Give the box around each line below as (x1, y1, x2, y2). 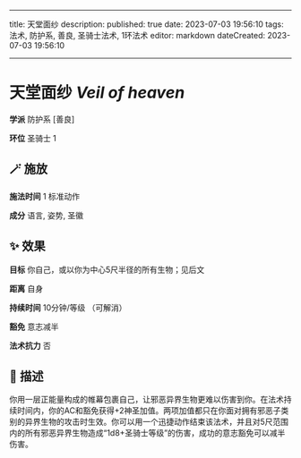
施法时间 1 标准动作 (9, 191, 81, 201)
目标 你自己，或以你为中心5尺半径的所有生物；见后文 (9, 264, 205, 275)
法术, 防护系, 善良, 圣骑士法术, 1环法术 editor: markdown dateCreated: (9, 30, 266, 40)
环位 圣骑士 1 (9, 132, 56, 143)
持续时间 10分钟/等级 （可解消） (9, 301, 127, 313)
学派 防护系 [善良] (9, 114, 75, 124)
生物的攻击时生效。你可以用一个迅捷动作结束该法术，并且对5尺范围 (39, 417, 289, 428)
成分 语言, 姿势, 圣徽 (9, 209, 83, 220)
